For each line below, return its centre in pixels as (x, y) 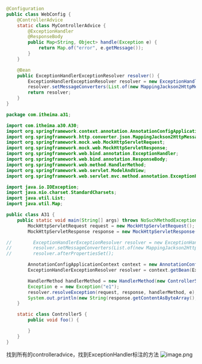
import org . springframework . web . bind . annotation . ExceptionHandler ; (93, 154)
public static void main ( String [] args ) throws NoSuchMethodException (107, 220)
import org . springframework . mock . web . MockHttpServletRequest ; (86, 142)
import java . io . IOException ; (43, 187)
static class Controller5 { (52, 315)
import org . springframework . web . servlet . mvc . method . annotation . (88, 176)
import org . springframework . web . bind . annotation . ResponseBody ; (87, 159)
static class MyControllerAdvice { (62, 25)
